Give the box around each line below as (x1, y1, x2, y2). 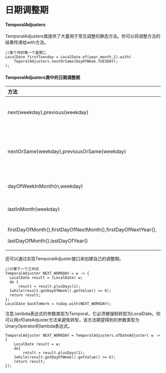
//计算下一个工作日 (5, 266, 40, 271)
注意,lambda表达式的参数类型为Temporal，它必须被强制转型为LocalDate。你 (5, 310, 161, 316)
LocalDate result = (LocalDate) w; (9, 275, 83, 280)
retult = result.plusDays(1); (23, 350, 85, 355)
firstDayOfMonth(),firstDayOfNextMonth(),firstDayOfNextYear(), (7, 226, 157, 233)
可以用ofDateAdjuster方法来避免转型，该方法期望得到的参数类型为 (5, 316, 140, 323)
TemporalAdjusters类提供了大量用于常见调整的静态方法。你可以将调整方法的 (5, 33, 161, 39)
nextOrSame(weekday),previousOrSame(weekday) (7, 148, 126, 154)
